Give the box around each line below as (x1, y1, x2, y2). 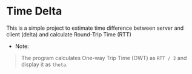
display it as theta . (21, 61, 68, 68)
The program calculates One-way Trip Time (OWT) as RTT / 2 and (21, 54, 187, 61)
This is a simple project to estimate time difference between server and (6, 24, 184, 32)
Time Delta (6, 4, 62, 18)
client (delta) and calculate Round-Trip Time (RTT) (6, 30, 132, 38)
